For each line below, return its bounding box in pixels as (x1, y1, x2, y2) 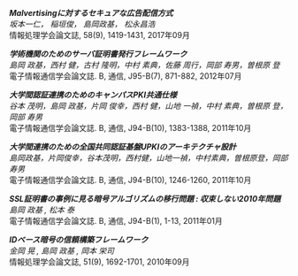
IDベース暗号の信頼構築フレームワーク (9, 234, 149, 245)
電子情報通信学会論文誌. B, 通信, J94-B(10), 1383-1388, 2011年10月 (9, 123, 252, 133)
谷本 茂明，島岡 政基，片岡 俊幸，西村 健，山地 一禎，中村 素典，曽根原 (9, 101, 271, 111)
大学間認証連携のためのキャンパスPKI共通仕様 (9, 89, 178, 100)
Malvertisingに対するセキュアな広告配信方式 (9, 8, 174, 18)
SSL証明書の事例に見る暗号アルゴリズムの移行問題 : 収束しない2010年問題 (9, 194, 281, 203)
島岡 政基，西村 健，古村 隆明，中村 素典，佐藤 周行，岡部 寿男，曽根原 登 (9, 60, 280, 70)
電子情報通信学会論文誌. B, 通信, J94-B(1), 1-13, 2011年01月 (9, 216, 223, 226)
